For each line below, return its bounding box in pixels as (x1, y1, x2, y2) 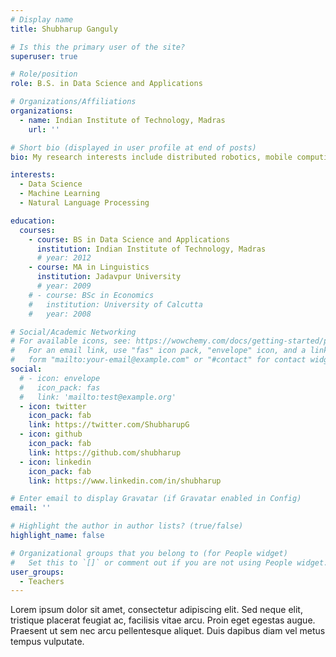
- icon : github (19, 429, 83, 440)
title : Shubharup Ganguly (10, 24, 118, 34)
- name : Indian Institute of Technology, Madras (19, 115, 226, 125)
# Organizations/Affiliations (10, 97, 137, 107)
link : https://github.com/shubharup (28, 447, 182, 458)
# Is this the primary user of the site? (10, 42, 186, 52)
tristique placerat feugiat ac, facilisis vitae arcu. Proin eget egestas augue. (10, 614, 316, 626)
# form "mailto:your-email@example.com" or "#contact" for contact (10, 355, 307, 365)
